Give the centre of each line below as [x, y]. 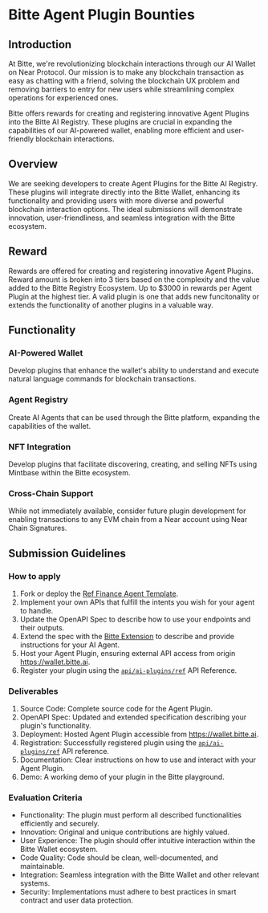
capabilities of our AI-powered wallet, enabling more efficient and [117, 130]
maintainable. [42, 866]
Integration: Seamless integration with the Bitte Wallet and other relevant [139, 875]
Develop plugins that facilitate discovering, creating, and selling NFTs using [133, 464]
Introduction [40, 45]
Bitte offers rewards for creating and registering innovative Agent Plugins [129, 113]
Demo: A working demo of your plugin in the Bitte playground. [122, 777]
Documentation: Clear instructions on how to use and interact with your [138, 760]
